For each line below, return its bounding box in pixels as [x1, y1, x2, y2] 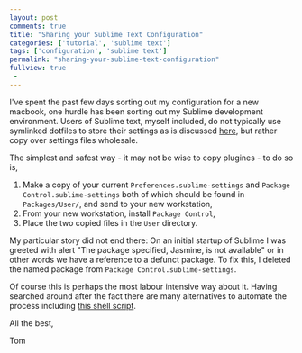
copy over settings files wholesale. [9, 134, 138, 145]
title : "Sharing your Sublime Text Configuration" [9, 30, 204, 39]
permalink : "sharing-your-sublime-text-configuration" [9, 55, 220, 64]
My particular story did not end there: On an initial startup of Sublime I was [9, 235, 287, 246]
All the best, [9, 317, 54, 329]
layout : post [9, 13, 59, 23]
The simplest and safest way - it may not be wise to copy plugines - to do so [9, 152, 294, 163]
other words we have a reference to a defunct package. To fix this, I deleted [9, 254, 291, 265]
